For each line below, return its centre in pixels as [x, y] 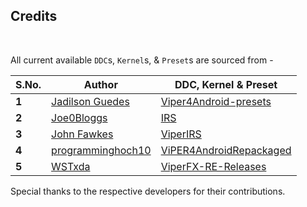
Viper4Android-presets [216, 101]
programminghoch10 [101, 150]
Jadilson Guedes [90, 101]
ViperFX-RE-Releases [213, 166]
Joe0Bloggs [79, 117]
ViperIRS [181, 134]
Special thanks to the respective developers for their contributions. [148, 191]
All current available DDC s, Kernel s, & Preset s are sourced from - [142, 60]
